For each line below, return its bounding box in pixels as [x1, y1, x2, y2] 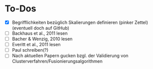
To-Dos [5, 3, 36, 14]
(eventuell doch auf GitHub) [12, 25, 70, 31]
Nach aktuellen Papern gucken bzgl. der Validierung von [12, 53, 129, 59]
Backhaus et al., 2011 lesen [12, 30, 68, 36]
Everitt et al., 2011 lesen [12, 42, 61, 48]
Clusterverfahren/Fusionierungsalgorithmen [12, 58, 103, 65]
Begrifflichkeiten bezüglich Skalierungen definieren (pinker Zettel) [12, 19, 148, 25]
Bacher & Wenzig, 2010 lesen [12, 36, 73, 42]
